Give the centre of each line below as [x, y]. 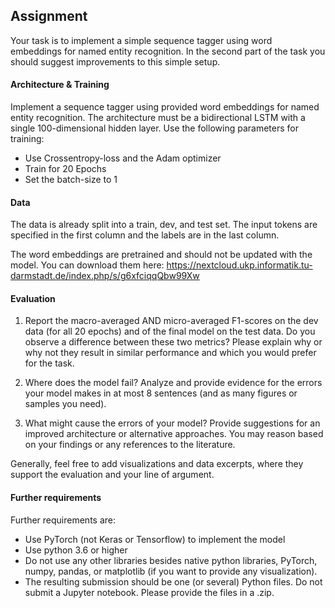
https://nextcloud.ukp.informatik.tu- [239, 265]
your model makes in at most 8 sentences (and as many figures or [161, 393]
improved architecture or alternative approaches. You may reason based [174, 434]
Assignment [49, 16]
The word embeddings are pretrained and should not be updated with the [161, 255]
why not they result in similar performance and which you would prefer [170, 353]
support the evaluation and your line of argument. [112, 475]
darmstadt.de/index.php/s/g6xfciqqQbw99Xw [105, 276]
